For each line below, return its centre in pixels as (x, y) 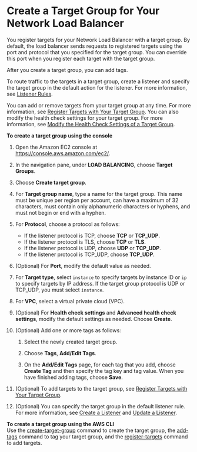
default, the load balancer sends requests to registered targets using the (94, 46)
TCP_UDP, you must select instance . (59, 290)
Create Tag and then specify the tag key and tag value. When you (104, 371)
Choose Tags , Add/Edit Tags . (60, 353)
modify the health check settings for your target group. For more (85, 118)
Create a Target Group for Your (83, 11)
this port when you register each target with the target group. (81, 58)
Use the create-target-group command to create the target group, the (91, 430)
